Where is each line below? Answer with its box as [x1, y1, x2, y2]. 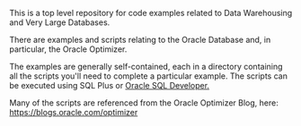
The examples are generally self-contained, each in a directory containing [9, 62, 283, 71]
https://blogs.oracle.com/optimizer [9, 107, 138, 117]
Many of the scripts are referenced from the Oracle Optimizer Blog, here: [9, 97, 279, 108]
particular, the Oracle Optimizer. [9, 44, 128, 55]
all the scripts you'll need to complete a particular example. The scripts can [9, 71, 288, 81]
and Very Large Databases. [9, 17, 111, 28]
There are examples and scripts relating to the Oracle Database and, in [9, 35, 271, 45]
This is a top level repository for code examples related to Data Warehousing [9, 8, 293, 18]
